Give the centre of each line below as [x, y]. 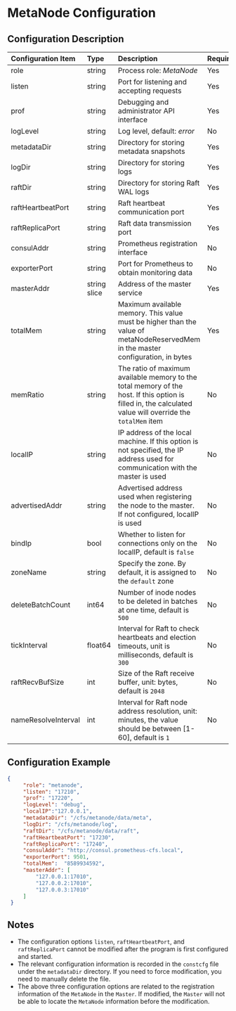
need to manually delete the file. [64, 979]
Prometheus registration [158, 244]
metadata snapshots [151, 151]
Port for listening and [152, 82]
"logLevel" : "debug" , [54, 805]
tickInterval [29, 645]
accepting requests [150, 91]
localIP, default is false [156, 552]
